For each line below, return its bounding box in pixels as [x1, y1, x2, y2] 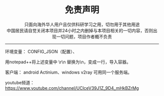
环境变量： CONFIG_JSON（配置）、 [5, 48, 77, 54]
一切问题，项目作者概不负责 [56, 34, 112, 39]
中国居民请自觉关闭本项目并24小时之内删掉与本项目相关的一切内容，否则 [6, 27, 153, 33]
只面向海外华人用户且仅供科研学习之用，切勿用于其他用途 [24, 21, 140, 27]
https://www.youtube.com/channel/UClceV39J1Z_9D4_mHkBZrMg [5, 85, 139, 91]
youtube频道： [5, 79, 35, 85]
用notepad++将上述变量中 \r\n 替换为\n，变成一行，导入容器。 [5, 59, 131, 65]
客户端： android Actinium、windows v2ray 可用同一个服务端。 [5, 69, 132, 75]
